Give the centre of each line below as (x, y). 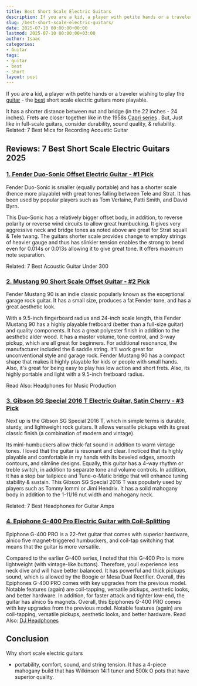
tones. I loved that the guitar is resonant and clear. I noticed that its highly (95, 451)
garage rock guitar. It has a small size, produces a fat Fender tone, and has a (98, 301)
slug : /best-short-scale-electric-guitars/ (60, 22)
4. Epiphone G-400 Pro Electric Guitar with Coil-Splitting (88, 522)
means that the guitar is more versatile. (53, 546)
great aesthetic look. (31, 307)
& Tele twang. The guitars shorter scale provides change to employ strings (96, 236)
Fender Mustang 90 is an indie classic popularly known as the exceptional (95, 294)
